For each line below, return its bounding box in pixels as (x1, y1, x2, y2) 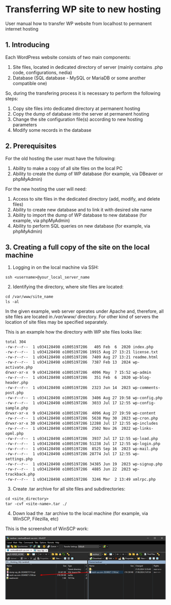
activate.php (5, 365, 33, 370)
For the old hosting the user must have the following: (5, 155, 116, 161)
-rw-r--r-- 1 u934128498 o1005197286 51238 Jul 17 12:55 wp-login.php (5, 442, 160, 447)
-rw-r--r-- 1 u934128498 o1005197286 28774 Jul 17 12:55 (5, 452, 131, 457)
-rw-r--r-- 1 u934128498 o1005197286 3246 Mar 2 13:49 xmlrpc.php (5, 477, 156, 482)
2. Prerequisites (5, 142, 57, 151)
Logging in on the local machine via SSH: (12, 264, 99, 270)
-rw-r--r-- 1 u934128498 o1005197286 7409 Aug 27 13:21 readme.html (5, 355, 158, 360)
